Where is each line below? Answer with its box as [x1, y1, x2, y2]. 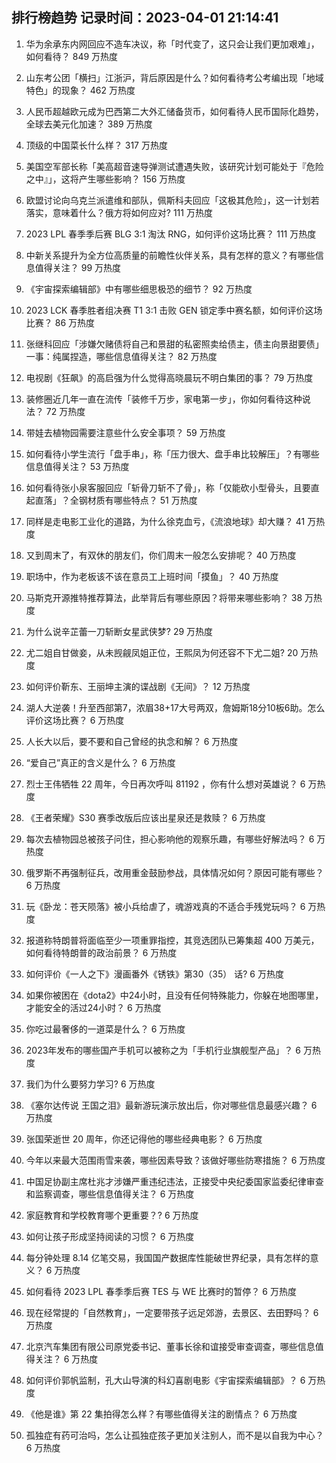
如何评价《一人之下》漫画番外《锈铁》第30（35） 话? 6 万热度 [25, 968, 284, 980]
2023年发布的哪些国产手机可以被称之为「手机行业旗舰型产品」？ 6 [25, 1044, 301, 1056]
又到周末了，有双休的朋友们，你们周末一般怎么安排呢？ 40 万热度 [25, 549, 297, 561]
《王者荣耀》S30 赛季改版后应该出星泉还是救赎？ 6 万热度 [25, 811, 266, 823]
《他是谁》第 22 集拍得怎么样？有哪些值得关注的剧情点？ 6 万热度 [25, 1408, 298, 1420]
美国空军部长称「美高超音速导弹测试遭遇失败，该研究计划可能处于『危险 [25, 160, 324, 172]
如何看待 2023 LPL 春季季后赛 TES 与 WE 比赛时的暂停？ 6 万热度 [25, 1285, 297, 1297]
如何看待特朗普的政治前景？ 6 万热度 [25, 946, 178, 958]
